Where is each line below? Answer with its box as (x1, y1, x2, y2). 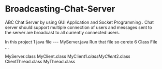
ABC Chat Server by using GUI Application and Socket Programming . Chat (5, 19, 154, 25)
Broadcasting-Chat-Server (5, 3, 115, 14)
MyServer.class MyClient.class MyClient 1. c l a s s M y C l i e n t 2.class (5, 53, 131, 59)
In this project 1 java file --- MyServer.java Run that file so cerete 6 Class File (5, 39, 158, 44)
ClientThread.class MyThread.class (5, 58, 75, 64)
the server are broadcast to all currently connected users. (5, 29, 120, 35)
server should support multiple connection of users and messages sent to (5, 24, 152, 30)
